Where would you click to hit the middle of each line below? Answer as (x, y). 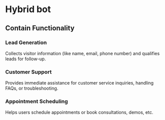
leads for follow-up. (26, 59)
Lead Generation (26, 43)
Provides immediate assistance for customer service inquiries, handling (79, 83)
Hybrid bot (28, 9)
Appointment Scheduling (37, 101)
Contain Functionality (40, 28)
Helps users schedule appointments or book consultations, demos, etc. (79, 112)
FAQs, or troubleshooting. (32, 88)
